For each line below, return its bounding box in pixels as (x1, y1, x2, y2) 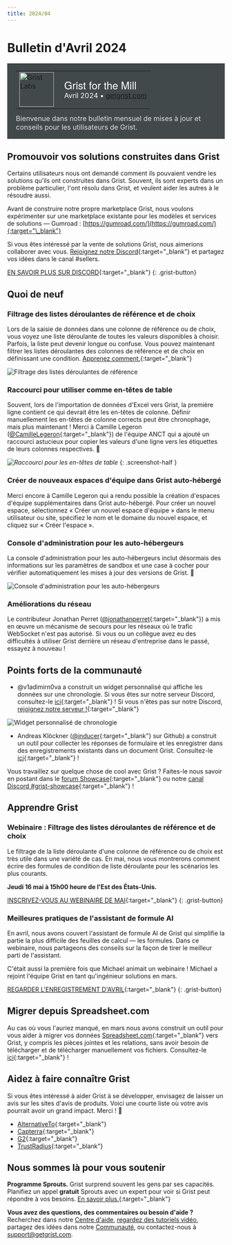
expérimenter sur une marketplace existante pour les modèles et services (7, 212, 217, 220)
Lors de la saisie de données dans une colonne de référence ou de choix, (7, 325, 216, 333)
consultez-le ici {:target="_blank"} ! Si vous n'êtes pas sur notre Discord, (17, 697, 223, 706)
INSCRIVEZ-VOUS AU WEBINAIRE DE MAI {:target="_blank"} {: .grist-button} (7, 896, 224, 904)
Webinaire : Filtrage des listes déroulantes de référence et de (7, 823, 216, 832)
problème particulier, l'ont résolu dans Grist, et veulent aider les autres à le (7, 184, 220, 192)
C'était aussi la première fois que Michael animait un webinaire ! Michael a (7, 965, 217, 973)
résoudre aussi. (7, 191, 52, 199)
